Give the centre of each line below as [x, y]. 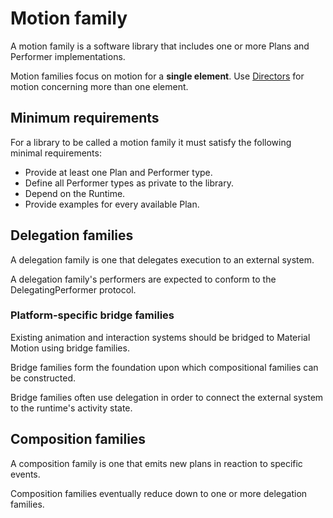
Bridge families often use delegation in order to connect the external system [167, 397]
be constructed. [43, 378]
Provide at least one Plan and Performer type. [118, 172]
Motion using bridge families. [70, 348]
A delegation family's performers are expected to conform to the [143, 279]
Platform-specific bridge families [92, 315]
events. [25, 474]
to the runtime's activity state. [71, 408]
